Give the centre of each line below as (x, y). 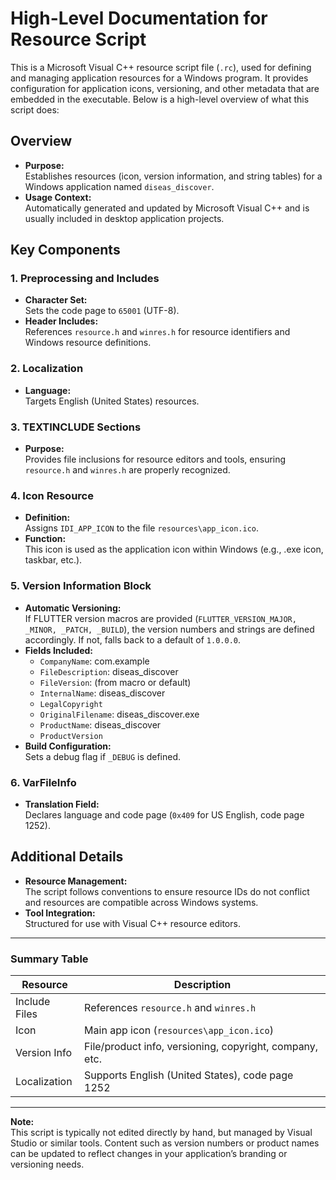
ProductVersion (71, 736)
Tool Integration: (60, 913)
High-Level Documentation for (139, 18)
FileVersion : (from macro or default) (115, 682)
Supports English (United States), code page (189, 1075)
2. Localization (47, 369)
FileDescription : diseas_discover (109, 671)
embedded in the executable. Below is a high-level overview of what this (160, 99)
